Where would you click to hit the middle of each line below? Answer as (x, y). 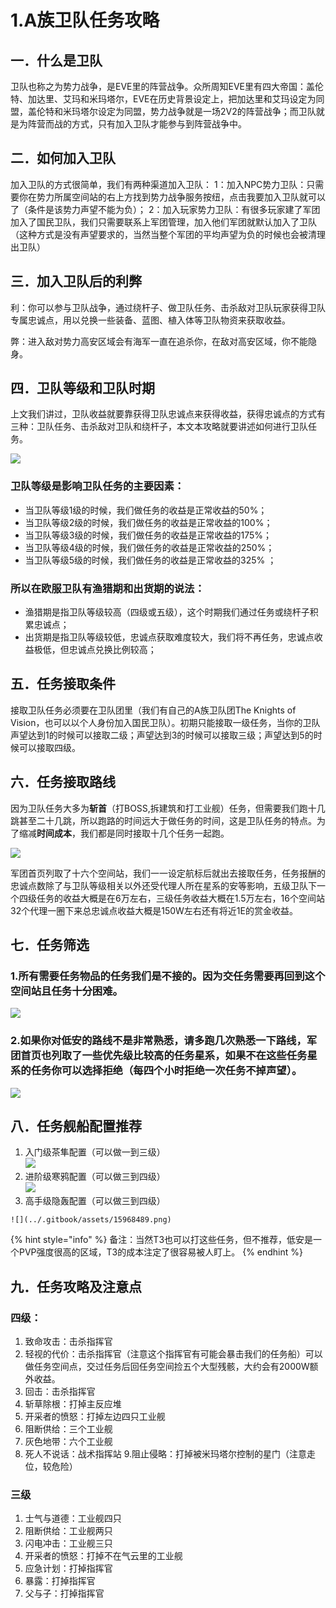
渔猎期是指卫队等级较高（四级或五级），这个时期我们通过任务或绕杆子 (167, 612)
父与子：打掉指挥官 (64, 1593)
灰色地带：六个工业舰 (68, 1442)
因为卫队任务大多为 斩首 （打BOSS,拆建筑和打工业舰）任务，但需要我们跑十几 (168, 808)
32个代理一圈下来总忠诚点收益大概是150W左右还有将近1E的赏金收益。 (154, 910)
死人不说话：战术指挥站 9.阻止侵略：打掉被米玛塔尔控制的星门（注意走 (170, 1454)
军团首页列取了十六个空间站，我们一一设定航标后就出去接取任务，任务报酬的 (168, 873)
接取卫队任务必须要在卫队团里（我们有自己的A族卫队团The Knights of (153, 710)
